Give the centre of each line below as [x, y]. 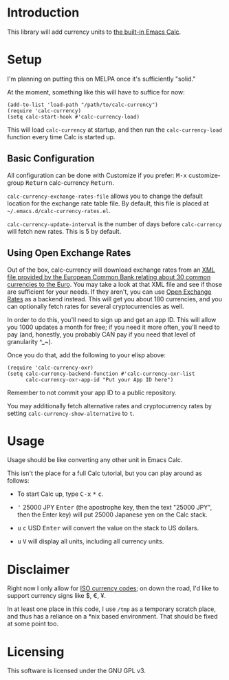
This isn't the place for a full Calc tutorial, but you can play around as [105, 473]
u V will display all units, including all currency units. [90, 541]
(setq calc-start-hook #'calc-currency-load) [73, 117]
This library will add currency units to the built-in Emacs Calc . [94, 32]
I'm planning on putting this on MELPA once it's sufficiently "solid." [101, 79]
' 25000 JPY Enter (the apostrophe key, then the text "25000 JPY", [115, 508]
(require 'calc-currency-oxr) [51, 368]
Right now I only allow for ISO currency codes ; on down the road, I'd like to [113, 588]
